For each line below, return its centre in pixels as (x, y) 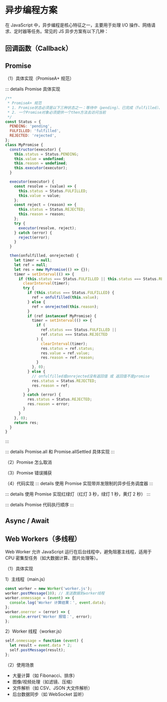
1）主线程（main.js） (27, 579)
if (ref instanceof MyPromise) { (62, 316)
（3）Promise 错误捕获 (29, 473)
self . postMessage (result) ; (38, 650)
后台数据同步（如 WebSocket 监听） (49, 694)
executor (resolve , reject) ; (47, 228)
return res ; (26, 423)
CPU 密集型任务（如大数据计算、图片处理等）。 (53, 558)
